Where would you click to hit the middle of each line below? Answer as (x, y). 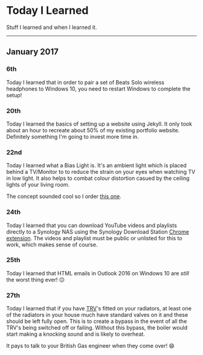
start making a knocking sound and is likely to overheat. (76, 334)
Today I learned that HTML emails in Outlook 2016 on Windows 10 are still (98, 273)
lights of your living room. (38, 185)
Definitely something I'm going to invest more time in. (72, 136)
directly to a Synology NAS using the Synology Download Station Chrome (98, 232)
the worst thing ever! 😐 (36, 280)
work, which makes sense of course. (52, 245)
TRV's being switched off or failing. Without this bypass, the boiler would (97, 328)
